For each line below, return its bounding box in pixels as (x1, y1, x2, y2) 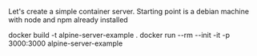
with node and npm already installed (8, 15, 128, 24)
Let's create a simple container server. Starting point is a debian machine (8, 7, 250, 16)
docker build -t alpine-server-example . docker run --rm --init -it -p (8, 31, 231, 39)
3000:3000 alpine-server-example (8, 39, 123, 48)
